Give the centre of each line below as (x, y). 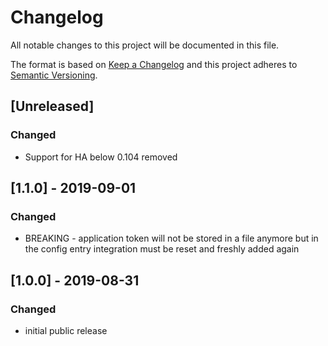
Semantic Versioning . (54, 75)
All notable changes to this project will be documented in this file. (145, 45)
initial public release (66, 330)
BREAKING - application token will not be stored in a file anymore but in (171, 238)
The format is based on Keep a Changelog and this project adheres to (154, 64)
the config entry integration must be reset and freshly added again (162, 249)
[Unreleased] (52, 106)
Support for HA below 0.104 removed (101, 157)
